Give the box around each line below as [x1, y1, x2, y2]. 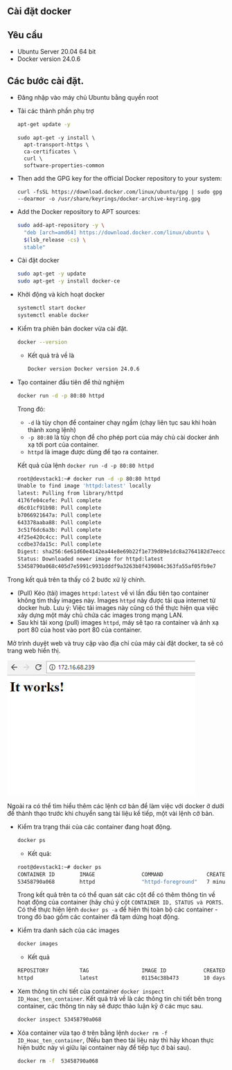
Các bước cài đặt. [7, 75, 84, 87]
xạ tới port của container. [27, 440, 99, 449]
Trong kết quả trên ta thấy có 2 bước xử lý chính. [7, 575, 146, 584]
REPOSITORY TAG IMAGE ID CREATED [17, 968, 226, 974]
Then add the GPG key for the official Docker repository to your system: [17, 174, 222, 182]
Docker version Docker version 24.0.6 [27, 365, 140, 373]
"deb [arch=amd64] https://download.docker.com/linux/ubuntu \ [24, 229, 210, 236]
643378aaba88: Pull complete [17, 519, 102, 526]
